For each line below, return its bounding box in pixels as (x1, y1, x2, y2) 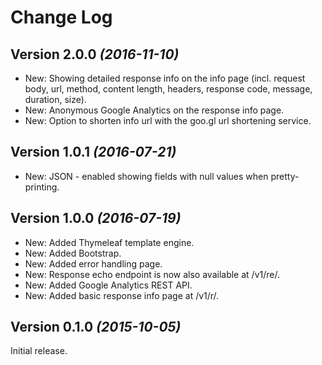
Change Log (10, 6, 113, 29)
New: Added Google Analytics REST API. (24, 279, 193, 291)
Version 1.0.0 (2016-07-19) (10, 210, 182, 227)
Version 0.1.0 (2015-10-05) (10, 319, 182, 336)
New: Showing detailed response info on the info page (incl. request (24, 72, 306, 84)
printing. (24, 181, 60, 193)
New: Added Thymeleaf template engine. (24, 236, 195, 248)
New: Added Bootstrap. (24, 247, 122, 259)
